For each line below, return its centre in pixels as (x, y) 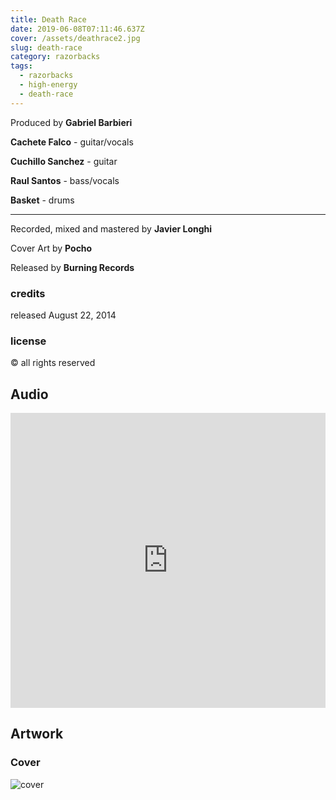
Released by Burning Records (72, 267)
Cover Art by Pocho (51, 248)
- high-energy (48, 85)
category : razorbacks (55, 57)
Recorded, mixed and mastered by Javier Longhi (111, 228)
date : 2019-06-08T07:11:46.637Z (77, 29)
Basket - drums (42, 200)
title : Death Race (48, 19)
